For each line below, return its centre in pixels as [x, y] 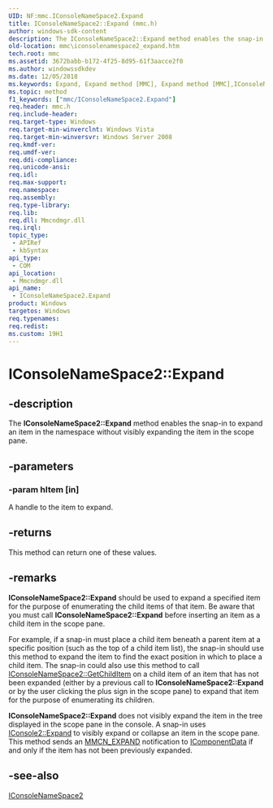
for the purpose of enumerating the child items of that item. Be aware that [132, 606]
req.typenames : [34, 318]
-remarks [32, 578]
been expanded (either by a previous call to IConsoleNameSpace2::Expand [136, 682]
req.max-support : [38, 183]
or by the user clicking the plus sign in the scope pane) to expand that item [134, 691]
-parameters [41, 466]
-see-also [34, 776]
